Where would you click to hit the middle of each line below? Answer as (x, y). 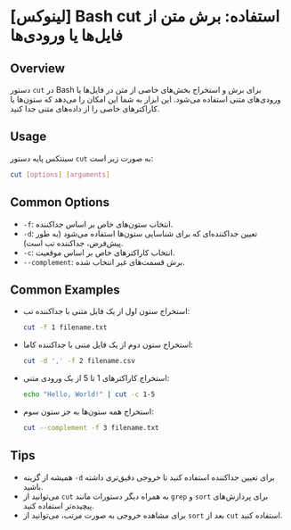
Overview (38, 68)
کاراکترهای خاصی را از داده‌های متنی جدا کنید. (85, 108)
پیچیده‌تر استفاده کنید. (58, 505)
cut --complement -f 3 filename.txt (91, 427)
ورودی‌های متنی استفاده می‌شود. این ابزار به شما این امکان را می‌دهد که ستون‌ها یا (145, 99)
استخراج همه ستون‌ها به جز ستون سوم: (88, 411)
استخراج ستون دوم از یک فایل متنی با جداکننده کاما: (108, 344)
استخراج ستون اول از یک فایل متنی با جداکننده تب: (106, 311)
